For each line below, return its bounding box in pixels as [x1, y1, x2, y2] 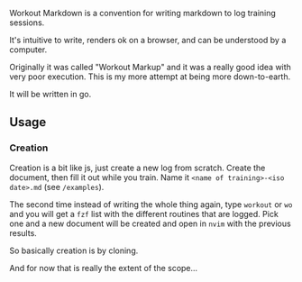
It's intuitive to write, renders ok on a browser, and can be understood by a [9, 35, 287, 45]
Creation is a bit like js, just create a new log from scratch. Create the [9, 162, 266, 173]
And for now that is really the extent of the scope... [9, 262, 198, 273]
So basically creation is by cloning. [9, 245, 139, 256]
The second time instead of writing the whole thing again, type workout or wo [9, 198, 293, 210]
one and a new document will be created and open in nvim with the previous [9, 218, 291, 229]
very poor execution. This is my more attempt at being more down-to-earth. [9, 71, 291, 82]
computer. [9, 44, 48, 55]
